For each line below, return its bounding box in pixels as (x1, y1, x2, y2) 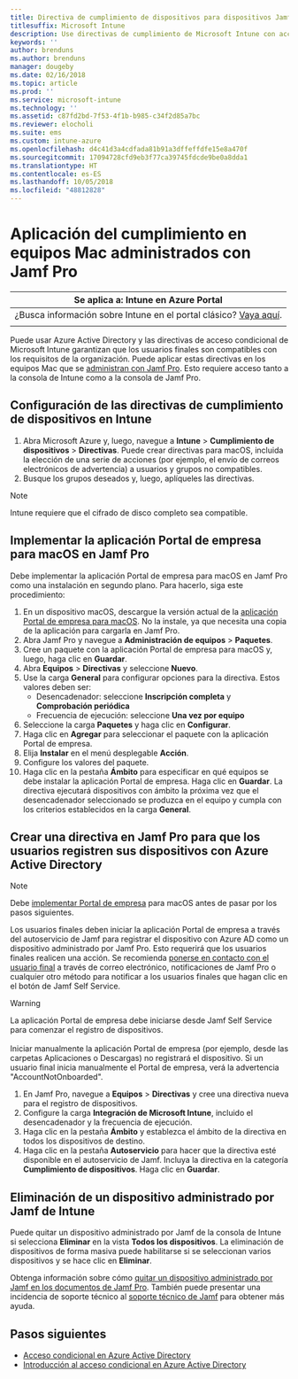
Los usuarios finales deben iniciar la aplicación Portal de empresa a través (10, 925, 281, 935)
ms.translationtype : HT (10, 161, 98, 170)
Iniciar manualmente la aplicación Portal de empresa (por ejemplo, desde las (10, 1043, 289, 1054)
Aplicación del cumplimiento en (10, 224, 248, 244)
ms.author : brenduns (10, 54, 87, 63)
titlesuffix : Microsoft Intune (10, 21, 126, 30)
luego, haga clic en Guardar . (22, 653, 127, 664)
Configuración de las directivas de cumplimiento (10, 398, 284, 413)
